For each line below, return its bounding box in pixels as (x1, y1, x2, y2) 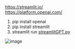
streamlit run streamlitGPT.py (12, 29, 71, 34)
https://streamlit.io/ (5, 4, 44, 10)
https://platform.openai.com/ (5, 9, 62, 15)
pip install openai (12, 19, 46, 24)
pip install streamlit (12, 24, 50, 30)
